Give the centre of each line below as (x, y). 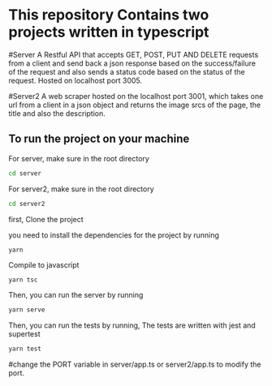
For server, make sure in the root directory (79, 158)
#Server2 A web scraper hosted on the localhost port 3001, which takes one (136, 96)
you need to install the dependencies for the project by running (114, 235)
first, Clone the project (46, 219)
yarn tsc (23, 280)
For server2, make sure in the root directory (81, 189)
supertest (24, 334)
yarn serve (27, 310)
